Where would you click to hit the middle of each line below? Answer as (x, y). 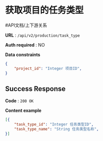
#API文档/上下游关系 (26, 25)
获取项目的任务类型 (45, 10)
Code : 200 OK (19, 101)
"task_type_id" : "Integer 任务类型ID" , (54, 124)
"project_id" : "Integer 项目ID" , (48, 68)
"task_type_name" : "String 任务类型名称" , (56, 129)
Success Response (35, 89)
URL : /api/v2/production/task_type (43, 35)
